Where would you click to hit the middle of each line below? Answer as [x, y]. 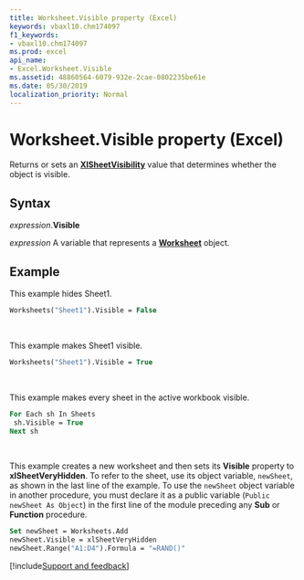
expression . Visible [45, 226]
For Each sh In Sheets [52, 414]
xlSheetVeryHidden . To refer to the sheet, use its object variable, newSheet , [152, 476]
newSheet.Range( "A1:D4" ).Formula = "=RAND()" [97, 549]
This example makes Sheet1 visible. [76, 345]
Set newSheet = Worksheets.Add [69, 532]
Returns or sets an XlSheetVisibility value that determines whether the [143, 164]
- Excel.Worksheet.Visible [61, 69]
